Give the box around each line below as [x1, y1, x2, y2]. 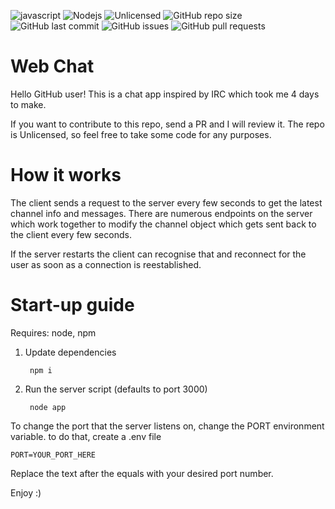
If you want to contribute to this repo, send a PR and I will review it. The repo [10, 118, 325, 130]
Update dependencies [24, 346, 117, 358]
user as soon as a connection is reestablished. [10, 258, 202, 270]
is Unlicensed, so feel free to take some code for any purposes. [10, 128, 272, 140]
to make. [10, 98, 47, 110]
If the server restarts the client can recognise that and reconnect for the [10, 248, 307, 260]
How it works [10, 164, 122, 187]
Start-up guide [10, 294, 135, 317]
